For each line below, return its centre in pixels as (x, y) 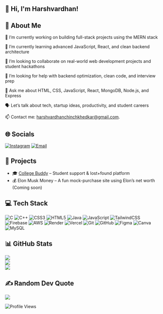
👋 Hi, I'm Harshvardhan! (42, 9)
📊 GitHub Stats (29, 244)
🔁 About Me (23, 26)
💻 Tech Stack (27, 203)
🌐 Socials (20, 134)
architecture (17, 52)
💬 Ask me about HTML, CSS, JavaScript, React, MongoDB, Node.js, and (77, 91)
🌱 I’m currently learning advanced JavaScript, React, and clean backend (77, 47)
